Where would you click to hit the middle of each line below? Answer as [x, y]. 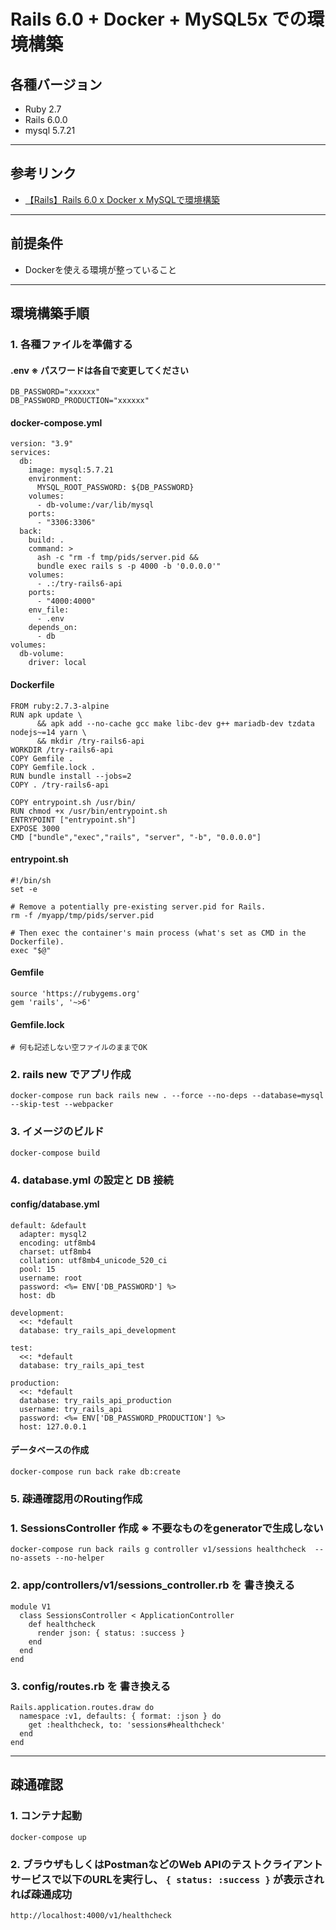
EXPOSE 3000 [35, 828]
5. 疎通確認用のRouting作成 [76, 1498]
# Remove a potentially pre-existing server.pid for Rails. [138, 906]
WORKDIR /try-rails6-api [62, 750]
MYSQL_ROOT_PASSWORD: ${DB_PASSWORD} [115, 488]
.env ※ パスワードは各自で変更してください [100, 370]
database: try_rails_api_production [95, 1400]
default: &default [48, 1225]
